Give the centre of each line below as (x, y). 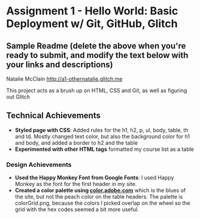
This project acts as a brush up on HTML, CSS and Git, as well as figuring (97, 90)
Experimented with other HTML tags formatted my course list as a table (104, 149)
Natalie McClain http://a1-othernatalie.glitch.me (64, 79)
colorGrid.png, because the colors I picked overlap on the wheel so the (102, 203)
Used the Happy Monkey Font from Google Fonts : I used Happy (94, 178)
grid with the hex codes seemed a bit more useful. (77, 209)
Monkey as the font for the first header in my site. (76, 184)
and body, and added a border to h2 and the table (76, 142)
